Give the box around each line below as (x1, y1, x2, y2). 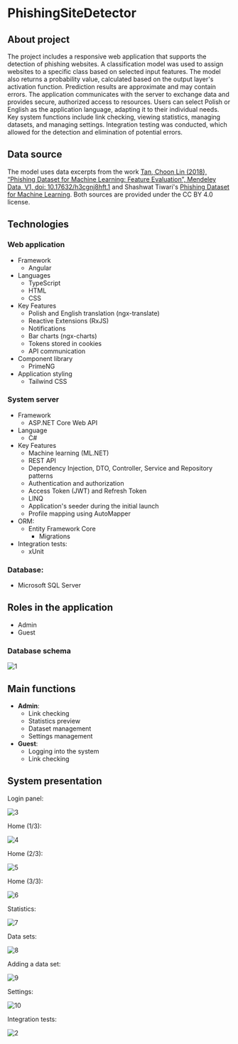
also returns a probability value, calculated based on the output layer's (7, 75, 214, 83)
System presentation (7, 775, 102, 788)
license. (7, 197, 31, 206)
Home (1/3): (7, 821, 42, 830)
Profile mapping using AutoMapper (28, 509, 131, 518)
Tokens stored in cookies (28, 339, 102, 348)
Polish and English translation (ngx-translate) (28, 308, 160, 318)
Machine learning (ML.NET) (28, 449, 109, 457)
